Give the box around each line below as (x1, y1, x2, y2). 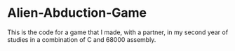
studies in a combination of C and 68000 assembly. (7, 35, 156, 43)
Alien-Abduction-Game (7, 5, 147, 21)
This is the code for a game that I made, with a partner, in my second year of (7, 28, 229, 36)
